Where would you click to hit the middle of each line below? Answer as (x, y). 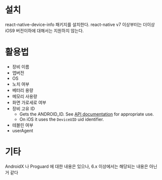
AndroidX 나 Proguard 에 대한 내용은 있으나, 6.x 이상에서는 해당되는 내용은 (77, 166)
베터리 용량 (23, 90)
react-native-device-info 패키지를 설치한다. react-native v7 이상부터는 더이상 (80, 24)
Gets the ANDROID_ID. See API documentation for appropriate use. (87, 114)
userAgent (22, 131)
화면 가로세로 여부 (29, 102)
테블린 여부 (23, 125)
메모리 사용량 (25, 96)
